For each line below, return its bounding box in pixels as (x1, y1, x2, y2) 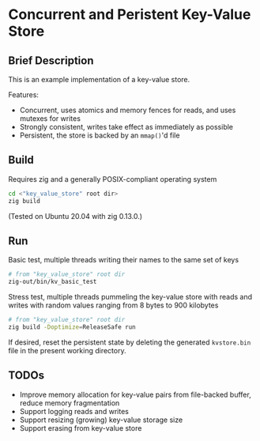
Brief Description (8, 54, 94, 67)
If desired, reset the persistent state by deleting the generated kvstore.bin (8, 337, 251, 347)
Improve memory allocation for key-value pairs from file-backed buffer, (19, 390, 251, 399)
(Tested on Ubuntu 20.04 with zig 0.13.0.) (8, 211, 143, 220)
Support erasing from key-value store (19, 423, 142, 432)
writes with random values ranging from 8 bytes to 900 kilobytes (8, 300, 219, 310)
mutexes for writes (19, 114, 81, 123)
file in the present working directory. (8, 345, 126, 355)
